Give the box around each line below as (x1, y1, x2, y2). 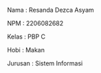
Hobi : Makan (7, 46, 45, 54)
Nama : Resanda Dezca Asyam (7, 6, 94, 14)
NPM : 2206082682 (7, 19, 64, 27)
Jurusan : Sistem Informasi (7, 59, 83, 67)
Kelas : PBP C (7, 32, 46, 41)
